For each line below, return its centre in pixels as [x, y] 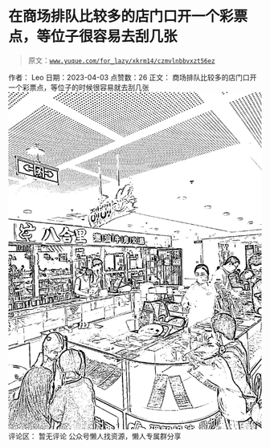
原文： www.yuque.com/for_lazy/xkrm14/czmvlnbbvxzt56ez [121, 60]
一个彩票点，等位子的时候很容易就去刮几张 [79, 87]
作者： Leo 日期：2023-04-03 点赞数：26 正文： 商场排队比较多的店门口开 [133, 77]
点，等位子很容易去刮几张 [93, 37]
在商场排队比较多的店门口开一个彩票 [128, 16]
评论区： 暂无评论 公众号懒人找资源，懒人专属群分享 [95, 436]
